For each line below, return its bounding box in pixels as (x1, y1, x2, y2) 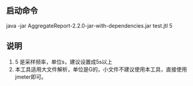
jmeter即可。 (14, 73, 47, 80)
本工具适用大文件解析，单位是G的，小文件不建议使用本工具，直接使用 (14, 66, 188, 73)
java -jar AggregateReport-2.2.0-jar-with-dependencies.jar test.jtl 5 (6, 22, 173, 29)
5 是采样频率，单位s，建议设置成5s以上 (14, 58, 113, 65)
